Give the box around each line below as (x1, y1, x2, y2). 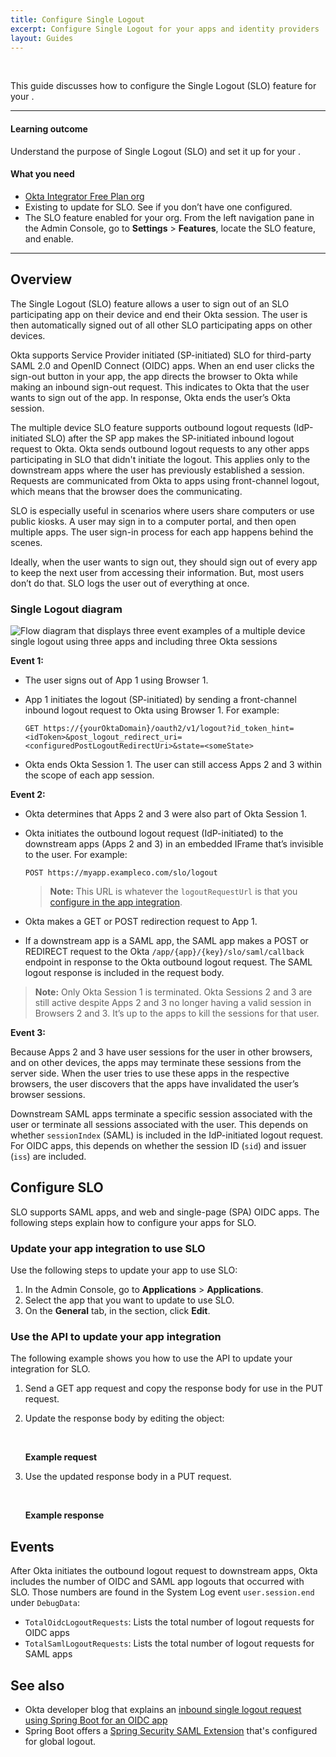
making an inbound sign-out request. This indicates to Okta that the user (10, 381, 310, 393)
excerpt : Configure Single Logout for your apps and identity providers (10, 24, 320, 34)
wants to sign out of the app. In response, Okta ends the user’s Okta (10, 391, 291, 403)
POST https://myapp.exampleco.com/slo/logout (24, 867, 218, 878)
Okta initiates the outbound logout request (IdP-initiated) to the (24, 827, 284, 839)
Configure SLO (10, 1179, 104, 1196)
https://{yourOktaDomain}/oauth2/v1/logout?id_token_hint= (43, 723, 295, 733)
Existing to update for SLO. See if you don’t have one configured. (24, 201, 293, 213)
